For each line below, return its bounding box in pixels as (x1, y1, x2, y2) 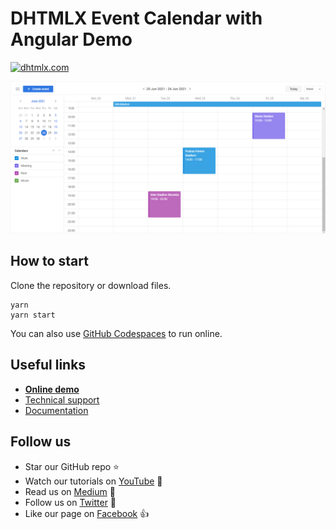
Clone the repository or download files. (10, 279, 172, 291)
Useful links (10, 357, 87, 374)
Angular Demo (10, 28, 133, 51)
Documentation (24, 404, 89, 416)
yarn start (10, 310, 56, 320)
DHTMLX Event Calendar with (10, 7, 263, 30)
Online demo (24, 383, 80, 395)
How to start (10, 253, 89, 270)
